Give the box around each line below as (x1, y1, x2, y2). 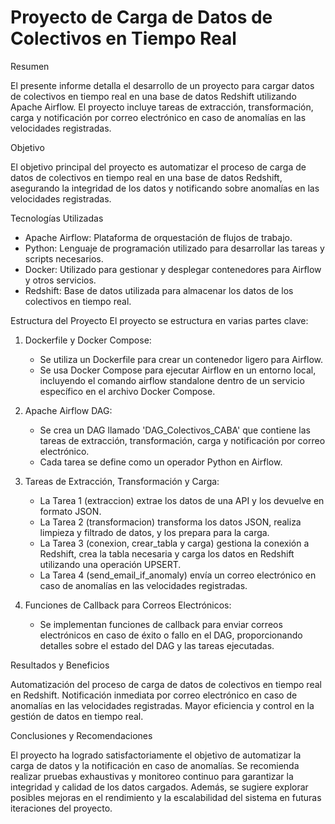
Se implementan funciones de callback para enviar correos (39, 618, 283, 630)
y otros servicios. (24, 274, 97, 286)
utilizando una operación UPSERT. (39, 558, 182, 570)
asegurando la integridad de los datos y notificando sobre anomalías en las (10, 182, 320, 194)
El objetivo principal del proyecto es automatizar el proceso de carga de (10, 161, 307, 173)
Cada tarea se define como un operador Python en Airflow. (39, 456, 283, 468)
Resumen (10, 60, 50, 72)
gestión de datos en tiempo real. (10, 710, 144, 722)
